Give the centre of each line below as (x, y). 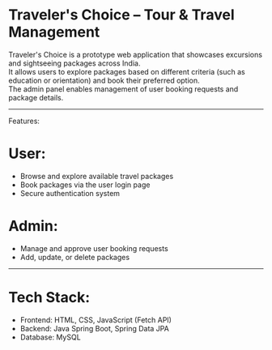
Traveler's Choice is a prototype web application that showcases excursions (136, 54)
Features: (24, 121)
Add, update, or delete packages (75, 257)
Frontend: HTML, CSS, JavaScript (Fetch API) (96, 320)
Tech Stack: (49, 297)
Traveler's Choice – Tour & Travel (121, 15)
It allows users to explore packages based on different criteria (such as (127, 71)
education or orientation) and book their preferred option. (104, 80)
